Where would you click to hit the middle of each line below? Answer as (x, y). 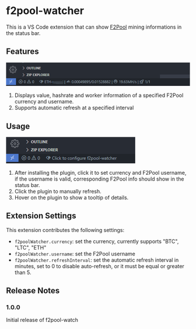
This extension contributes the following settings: (65, 230)
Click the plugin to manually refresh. (58, 191)
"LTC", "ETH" (30, 247)
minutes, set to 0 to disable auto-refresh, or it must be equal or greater (99, 266)
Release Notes (33, 291)
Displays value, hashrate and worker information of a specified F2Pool (99, 95)
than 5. (23, 272)
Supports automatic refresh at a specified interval (74, 108)
